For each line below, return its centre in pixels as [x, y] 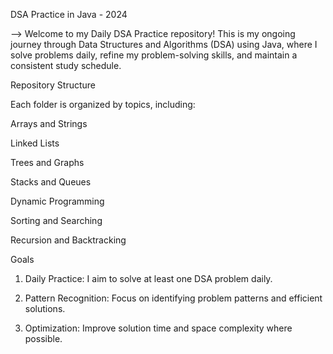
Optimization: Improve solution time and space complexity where [158, 328]
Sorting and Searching [56, 220]
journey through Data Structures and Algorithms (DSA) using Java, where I [164, 44]
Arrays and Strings [49, 123]
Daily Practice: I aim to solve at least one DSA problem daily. [148, 278]
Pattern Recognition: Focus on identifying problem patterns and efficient [173, 298]
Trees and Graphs [47, 162]
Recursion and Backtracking [68, 240]
